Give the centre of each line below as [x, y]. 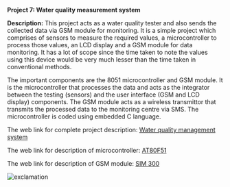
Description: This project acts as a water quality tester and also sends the [112, 23]
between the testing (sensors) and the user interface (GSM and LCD [104, 95]
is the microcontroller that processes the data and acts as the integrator [108, 87]
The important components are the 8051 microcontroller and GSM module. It [115, 80]
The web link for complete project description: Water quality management [112, 130]
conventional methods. [39, 67]
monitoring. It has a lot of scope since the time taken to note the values [107, 52]
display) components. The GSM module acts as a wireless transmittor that [112, 102]
